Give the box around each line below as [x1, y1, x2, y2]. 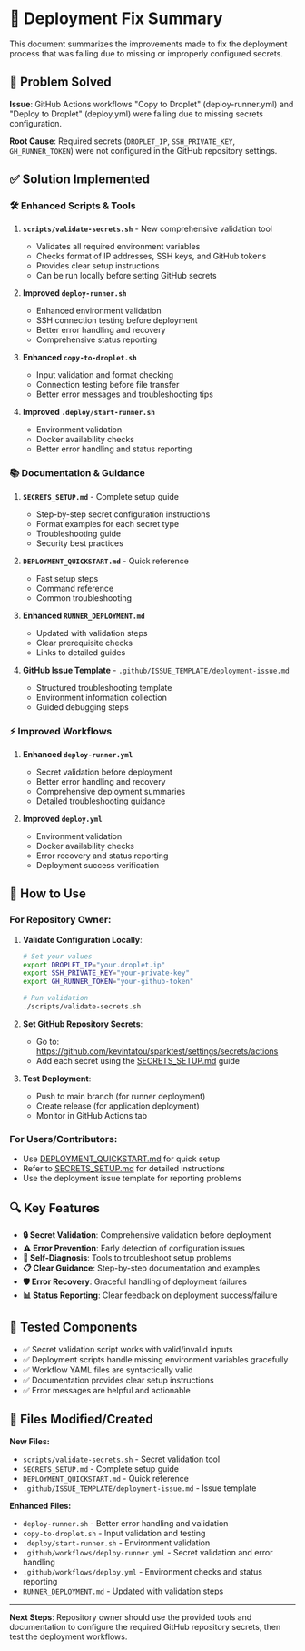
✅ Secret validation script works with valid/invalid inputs [22, 1343, 233, 1354]
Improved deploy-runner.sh [22, 288, 127, 299]
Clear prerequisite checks [35, 637, 133, 648]
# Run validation [22, 994, 89, 1003]
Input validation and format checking [35, 370, 174, 380]
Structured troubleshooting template [35, 682, 172, 693]
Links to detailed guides [35, 646, 126, 658]
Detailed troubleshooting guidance [35, 795, 166, 806]
